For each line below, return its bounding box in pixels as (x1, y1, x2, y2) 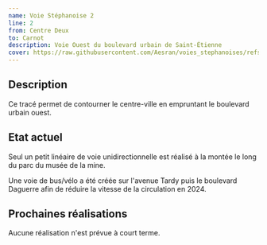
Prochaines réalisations (8, 208, 128, 221)
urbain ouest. (8, 107, 52, 117)
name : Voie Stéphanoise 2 (8, 11, 94, 20)
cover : (8, 49, 30, 56)
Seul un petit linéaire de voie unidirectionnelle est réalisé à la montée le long (8, 152, 257, 161)
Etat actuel (8, 130, 63, 144)
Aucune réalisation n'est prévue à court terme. (8, 228, 161, 238)
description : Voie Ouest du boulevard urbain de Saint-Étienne (8, 41, 222, 49)
